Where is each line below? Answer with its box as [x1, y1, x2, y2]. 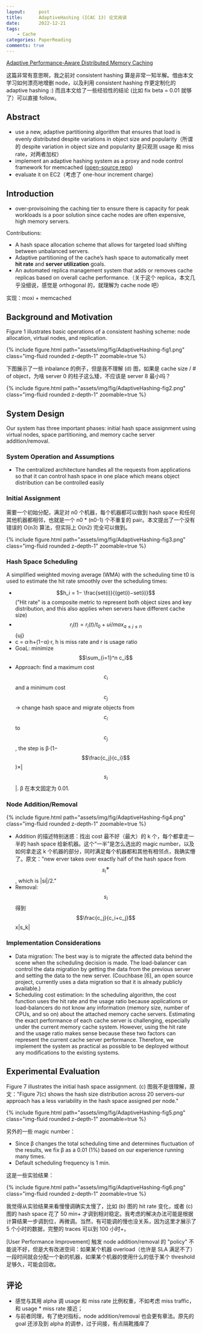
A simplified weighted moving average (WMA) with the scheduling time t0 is [6, 571, 195, 579]
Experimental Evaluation [6, 1067, 101, 1077]
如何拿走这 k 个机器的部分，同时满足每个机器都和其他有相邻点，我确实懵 [14, 848, 196, 855]
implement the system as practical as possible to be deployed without [14, 1042, 189, 1050]
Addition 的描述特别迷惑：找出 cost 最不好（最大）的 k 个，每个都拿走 [14, 833, 189, 840]
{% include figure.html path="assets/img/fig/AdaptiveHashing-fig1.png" [6, 346, 185, 353]
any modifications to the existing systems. [14, 1049, 120, 1056]
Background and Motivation [6, 312, 113, 322]
